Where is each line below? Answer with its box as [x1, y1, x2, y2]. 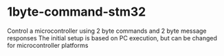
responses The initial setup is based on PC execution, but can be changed [7, 33, 218, 42]
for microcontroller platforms [7, 41, 89, 49]
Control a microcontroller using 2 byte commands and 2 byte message [7, 27, 207, 35]
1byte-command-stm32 [7, 4, 146, 20]
